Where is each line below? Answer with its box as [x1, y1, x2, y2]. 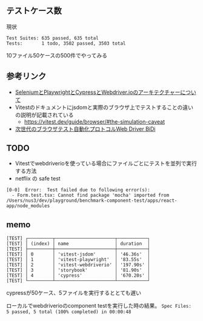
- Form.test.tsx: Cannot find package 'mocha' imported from [12, 193, 170, 199]
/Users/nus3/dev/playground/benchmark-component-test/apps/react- [6, 197, 178, 204]
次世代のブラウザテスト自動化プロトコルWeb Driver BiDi [15, 125, 156, 132]
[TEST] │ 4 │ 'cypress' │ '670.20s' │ [6, 273, 150, 279]
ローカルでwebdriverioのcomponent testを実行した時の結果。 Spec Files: [6, 302, 192, 309]
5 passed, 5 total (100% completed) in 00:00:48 [6, 309, 131, 315]
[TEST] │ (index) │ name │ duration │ [6, 241, 150, 247]
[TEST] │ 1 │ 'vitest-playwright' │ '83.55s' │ [6, 257, 150, 263]
